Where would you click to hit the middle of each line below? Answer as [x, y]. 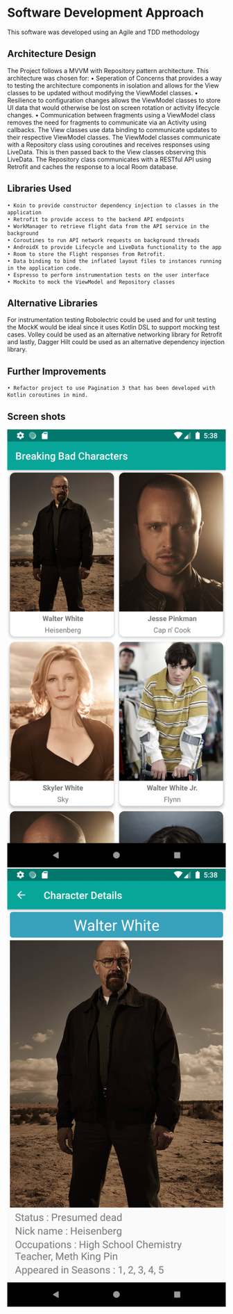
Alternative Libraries [53, 303]
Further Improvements [57, 371]
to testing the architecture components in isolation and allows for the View [113, 86]
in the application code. [44, 268]
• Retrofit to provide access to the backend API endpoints [96, 219]
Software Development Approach [106, 13]
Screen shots [36, 416]
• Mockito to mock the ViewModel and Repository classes [91, 282]
